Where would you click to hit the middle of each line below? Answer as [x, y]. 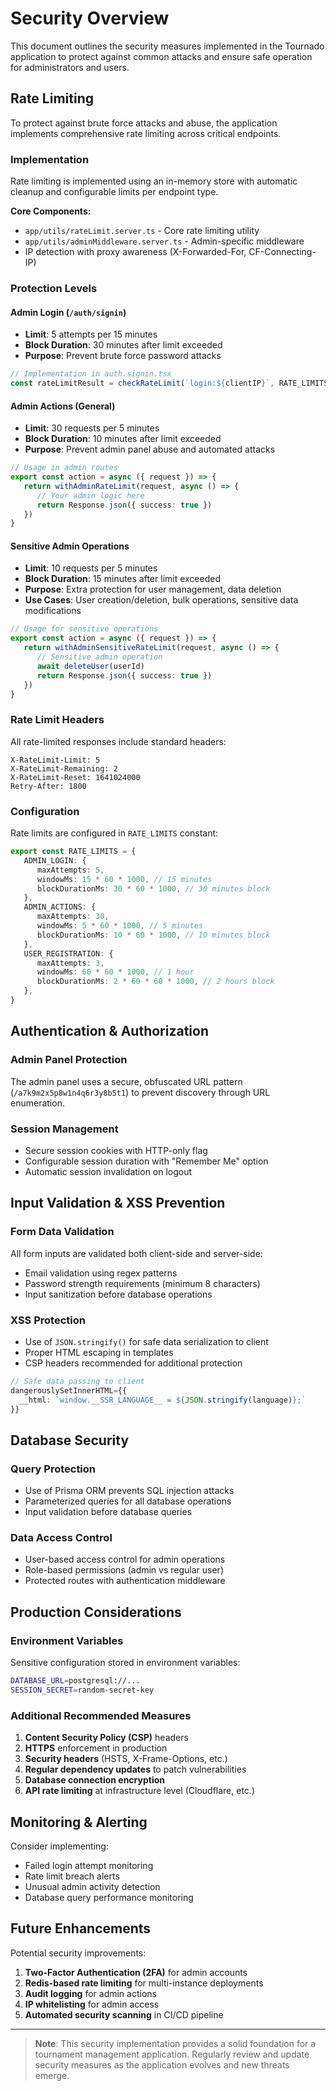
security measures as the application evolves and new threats [162, 2064]
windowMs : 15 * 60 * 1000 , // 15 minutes [124, 879]
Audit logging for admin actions [90, 1993]
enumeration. [37, 1103]
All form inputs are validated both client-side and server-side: [136, 1253]
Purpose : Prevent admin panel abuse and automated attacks [150, 449]
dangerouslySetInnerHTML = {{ [69, 1390]
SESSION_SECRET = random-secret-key [82, 1690]
